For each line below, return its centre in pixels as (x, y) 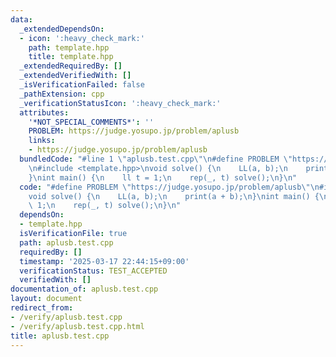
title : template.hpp (71, 57)
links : (42, 141)
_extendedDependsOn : (62, 29)
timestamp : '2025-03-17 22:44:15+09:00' (104, 261)
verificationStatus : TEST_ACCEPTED (93, 271)
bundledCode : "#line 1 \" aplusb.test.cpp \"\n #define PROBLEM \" (156, 159)
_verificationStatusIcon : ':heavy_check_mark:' (120, 103)
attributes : (44, 112)
